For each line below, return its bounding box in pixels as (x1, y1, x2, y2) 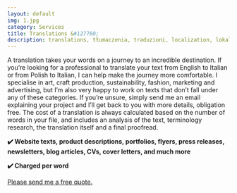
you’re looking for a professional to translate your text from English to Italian (7, 63, 228, 72)
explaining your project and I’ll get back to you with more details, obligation (7, 101, 226, 109)
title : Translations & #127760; (7, 30, 99, 37)
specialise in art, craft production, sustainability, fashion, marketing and (7, 78, 215, 87)
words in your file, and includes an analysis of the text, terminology (7, 116, 202, 124)
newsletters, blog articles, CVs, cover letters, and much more (7, 147, 191, 156)
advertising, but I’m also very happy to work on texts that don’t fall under (7, 86, 219, 94)
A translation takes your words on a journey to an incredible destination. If (7, 56, 222, 64)
